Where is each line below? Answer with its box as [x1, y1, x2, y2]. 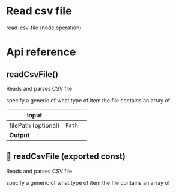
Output [9, 131, 30, 139]
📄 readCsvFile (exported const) [6, 152, 126, 162]
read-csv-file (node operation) [6, 24, 82, 31]
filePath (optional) [9, 121, 60, 129]
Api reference [6, 45, 76, 59]
